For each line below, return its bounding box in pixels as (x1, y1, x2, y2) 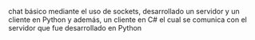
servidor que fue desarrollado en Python (8, 24, 142, 32)
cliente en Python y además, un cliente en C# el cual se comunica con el (8, 15, 248, 24)
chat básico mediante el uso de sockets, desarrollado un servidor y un (8, 7, 240, 16)
